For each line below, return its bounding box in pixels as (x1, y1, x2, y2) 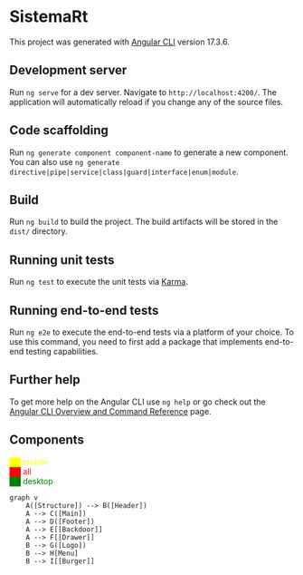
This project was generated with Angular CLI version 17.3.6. (9, 36, 231, 47)
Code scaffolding (9, 122, 109, 138)
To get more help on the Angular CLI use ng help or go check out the (9, 396, 266, 407)
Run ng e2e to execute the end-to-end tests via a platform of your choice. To (9, 326, 295, 337)
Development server (9, 63, 128, 78)
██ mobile (9, 456, 48, 467)
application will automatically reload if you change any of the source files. (9, 96, 283, 107)
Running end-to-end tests (9, 302, 159, 318)
